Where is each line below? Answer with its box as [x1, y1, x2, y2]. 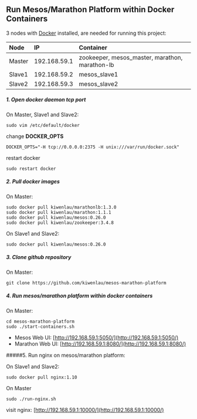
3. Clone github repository [6, 254, 72, 261]
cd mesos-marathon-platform [6, 319, 75, 324]
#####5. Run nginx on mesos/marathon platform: [6, 351, 125, 358]
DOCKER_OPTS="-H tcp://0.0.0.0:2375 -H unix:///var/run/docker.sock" [6, 144, 180, 150]
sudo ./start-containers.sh [6, 323, 75, 330]
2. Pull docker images [6, 178, 60, 185]
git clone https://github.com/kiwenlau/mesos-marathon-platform [6, 280, 167, 286]
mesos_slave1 [79, 70, 118, 78]
